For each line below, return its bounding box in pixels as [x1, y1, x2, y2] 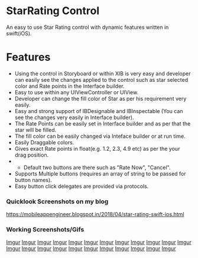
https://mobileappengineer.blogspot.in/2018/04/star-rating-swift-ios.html [6, 211, 184, 218]
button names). [14, 176, 52, 183]
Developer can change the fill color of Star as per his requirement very [14, 95, 187, 102]
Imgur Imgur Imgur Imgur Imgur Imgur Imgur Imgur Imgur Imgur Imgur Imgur [6, 239, 192, 246]
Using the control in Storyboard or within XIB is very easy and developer [14, 70, 191, 77]
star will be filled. [14, 126, 57, 133]
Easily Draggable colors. [14, 138, 74, 145]
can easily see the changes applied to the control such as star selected [14, 76, 188, 83]
